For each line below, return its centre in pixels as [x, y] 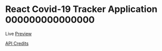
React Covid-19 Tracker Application [82, 9]
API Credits [17, 43]
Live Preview [18, 33]
